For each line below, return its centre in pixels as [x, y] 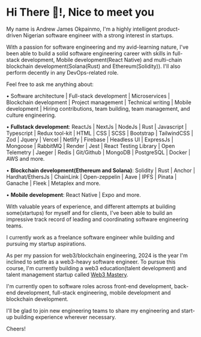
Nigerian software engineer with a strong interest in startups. [98, 35]
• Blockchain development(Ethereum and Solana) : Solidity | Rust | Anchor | [101, 170]
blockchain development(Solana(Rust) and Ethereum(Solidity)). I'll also [94, 66]
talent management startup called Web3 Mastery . [67, 274]
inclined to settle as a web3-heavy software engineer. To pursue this [91, 262]
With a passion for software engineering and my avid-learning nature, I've [97, 47]
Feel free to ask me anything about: [50, 84]
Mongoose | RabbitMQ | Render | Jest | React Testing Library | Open [91, 146]
